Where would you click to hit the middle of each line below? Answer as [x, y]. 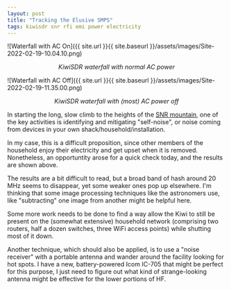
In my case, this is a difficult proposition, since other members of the [105, 143]
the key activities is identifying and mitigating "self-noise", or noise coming [114, 122]
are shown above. [33, 165]
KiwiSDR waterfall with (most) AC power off [117, 101]
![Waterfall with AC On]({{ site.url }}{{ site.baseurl [78, 46]
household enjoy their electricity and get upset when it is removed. [103, 151]
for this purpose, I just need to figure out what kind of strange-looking [107, 272]
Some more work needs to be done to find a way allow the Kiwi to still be [111, 214]
